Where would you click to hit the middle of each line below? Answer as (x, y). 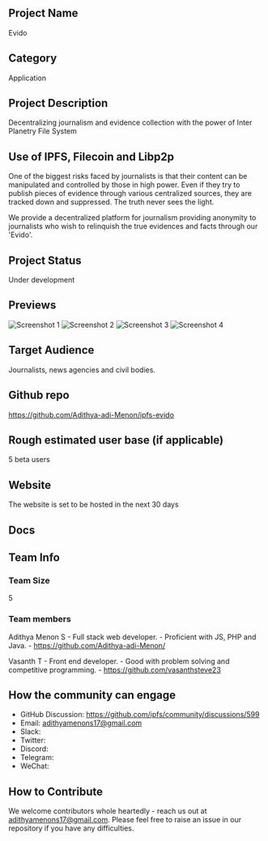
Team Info (34, 557)
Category (33, 59)
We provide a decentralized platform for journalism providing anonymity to (132, 218)
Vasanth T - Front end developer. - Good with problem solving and (119, 661)
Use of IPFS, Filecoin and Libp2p (91, 157)
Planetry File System (43, 131)
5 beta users (29, 460)
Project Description (58, 103)
